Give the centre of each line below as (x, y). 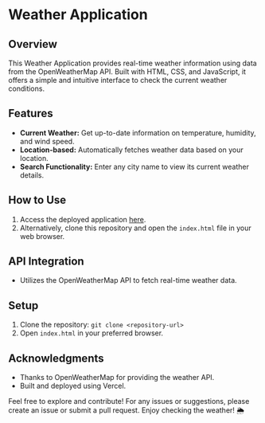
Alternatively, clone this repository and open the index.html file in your (136, 228)
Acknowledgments (57, 358)
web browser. (42, 236)
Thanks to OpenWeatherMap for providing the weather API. (117, 378)
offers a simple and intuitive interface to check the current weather (118, 80)
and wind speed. (47, 141)
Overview (33, 44)
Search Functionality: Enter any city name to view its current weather (134, 166)
